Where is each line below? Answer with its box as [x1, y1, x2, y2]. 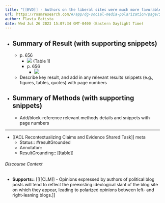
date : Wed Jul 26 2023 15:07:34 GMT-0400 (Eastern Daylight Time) [5, 21, 144, 26]
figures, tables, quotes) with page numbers [19, 80, 107, 86]
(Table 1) [33, 58, 51, 64]
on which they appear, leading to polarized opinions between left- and [12, 187, 155, 193]
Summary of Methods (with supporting [12, 94, 134, 102]
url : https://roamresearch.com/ [5, 12, 71, 17]
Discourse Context [5, 161, 43, 167]
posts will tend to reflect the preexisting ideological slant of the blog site [12, 182, 158, 188]
